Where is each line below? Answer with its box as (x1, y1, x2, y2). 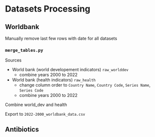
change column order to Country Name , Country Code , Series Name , (19, 82, 151, 88)
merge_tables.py (5, 47, 44, 53)
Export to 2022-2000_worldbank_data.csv (5, 111, 86, 117)
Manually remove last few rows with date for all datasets (5, 35, 117, 41)
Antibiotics (5, 125, 39, 134)
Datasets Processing (5, 3, 91, 15)
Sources (5, 57, 22, 63)
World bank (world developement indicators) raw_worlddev (12, 67, 129, 73)
